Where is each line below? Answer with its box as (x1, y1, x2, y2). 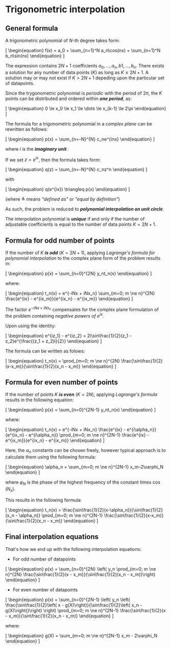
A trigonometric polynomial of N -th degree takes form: (5, 37, 120, 43)
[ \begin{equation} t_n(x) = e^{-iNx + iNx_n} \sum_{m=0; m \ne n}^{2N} (5, 290, 155, 297)
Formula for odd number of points (5, 236, 115, 245)
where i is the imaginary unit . (5, 146, 68, 152)
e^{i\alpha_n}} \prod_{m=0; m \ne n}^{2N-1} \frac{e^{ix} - (28, 432, 150, 438)
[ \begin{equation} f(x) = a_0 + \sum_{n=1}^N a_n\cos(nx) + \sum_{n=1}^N (5, 47, 161, 53)
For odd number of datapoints (12, 556, 76, 562)
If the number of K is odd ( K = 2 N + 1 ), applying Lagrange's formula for (5, 250, 156, 256)
